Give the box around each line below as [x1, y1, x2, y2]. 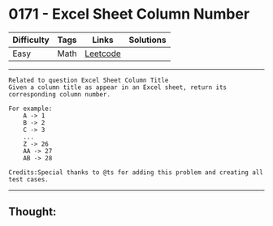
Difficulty [12, 34, 50, 45]
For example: [8, 104, 53, 113]
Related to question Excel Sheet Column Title [8, 76, 169, 84]
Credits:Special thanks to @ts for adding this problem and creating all [8, 168, 264, 177]
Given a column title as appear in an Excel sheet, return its [8, 83, 227, 92]
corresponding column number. [8, 90, 111, 98]
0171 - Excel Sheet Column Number [8, 5, 250, 23]
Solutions [128, 34, 167, 45]
